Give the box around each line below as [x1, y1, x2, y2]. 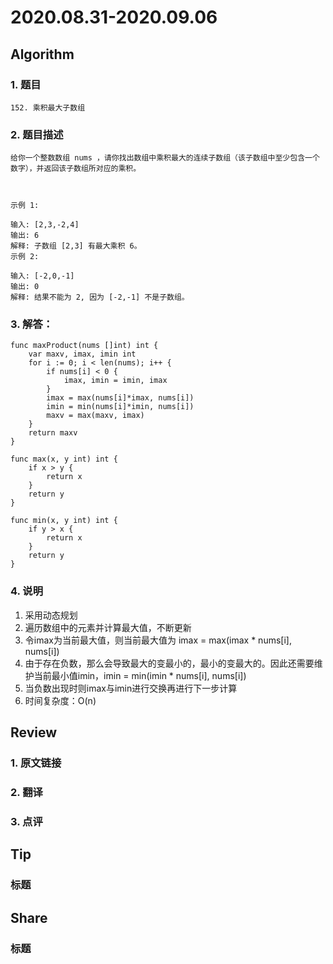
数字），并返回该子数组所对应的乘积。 [10, 164, 142, 174]
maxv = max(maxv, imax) [46, 411, 145, 421]
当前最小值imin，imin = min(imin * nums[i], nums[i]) [33, 669, 247, 681]
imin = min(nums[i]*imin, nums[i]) [46, 402, 195, 412]
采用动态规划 [24, 609, 78, 621]
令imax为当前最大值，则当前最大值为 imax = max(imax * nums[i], [24, 634, 292, 646]
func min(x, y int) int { [10, 516, 118, 526]
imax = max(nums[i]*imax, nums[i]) [46, 393, 195, 403]
